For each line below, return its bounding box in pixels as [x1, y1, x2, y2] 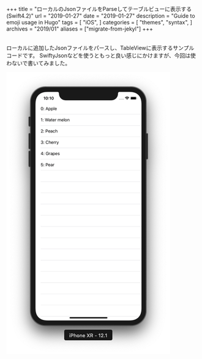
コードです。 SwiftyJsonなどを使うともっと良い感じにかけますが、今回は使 [6, 52, 196, 59]
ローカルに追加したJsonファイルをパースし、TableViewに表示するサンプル [6, 45, 195, 51]
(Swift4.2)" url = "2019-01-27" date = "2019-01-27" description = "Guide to [6, 12, 195, 20]
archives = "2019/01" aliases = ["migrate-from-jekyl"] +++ [6, 25, 154, 32]
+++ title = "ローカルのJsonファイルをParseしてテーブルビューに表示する [6, 5, 192, 12]
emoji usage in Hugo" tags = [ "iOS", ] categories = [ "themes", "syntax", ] [6, 19, 193, 26]
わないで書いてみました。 [6, 60, 71, 67]
